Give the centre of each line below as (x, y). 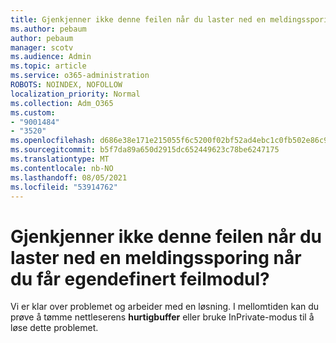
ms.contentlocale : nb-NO (62, 168)
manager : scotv (42, 47)
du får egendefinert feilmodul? (140, 278)
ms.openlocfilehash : (53, 141)
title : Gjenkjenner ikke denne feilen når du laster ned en (138, 19)
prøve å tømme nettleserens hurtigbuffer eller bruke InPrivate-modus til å (162, 317)
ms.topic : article (48, 66)
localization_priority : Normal (75, 94)
